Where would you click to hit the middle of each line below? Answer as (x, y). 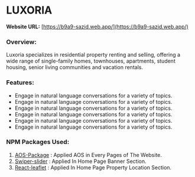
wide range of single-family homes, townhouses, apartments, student (91, 61)
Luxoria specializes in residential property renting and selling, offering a (93, 55)
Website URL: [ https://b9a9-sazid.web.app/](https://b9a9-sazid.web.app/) (97, 27)
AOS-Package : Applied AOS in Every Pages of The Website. (88, 155)
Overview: (21, 42)
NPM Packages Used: (38, 142)
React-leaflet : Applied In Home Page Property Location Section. (93, 167)
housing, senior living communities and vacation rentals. (75, 67)
